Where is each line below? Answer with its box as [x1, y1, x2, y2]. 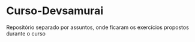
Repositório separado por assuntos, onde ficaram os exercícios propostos [6, 24, 189, 31]
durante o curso [6, 30, 46, 37]
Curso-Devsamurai [6, 4, 104, 18]
